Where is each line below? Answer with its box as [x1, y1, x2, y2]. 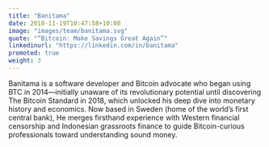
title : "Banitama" [8, 11, 70, 20]
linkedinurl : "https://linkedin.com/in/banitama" [8, 42, 179, 50]
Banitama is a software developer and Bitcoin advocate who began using [8, 78, 251, 88]
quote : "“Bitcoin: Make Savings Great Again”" [8, 34, 168, 43]
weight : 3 [8, 57, 42, 65]
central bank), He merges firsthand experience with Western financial [8, 112, 240, 122]
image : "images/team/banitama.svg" [8, 27, 128, 35]
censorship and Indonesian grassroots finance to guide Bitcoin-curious [8, 121, 245, 131]
